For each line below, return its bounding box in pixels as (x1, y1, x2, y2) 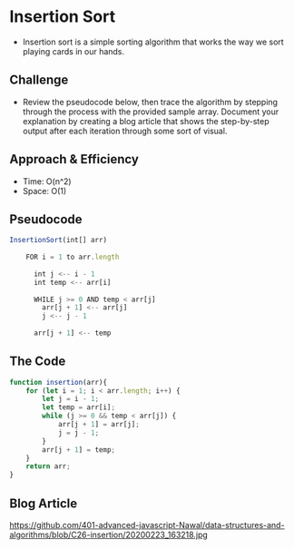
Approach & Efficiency (9, 152, 139, 167)
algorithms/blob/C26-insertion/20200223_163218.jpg (9, 529, 209, 540)
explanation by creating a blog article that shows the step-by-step (22, 115, 269, 126)
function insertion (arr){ (9, 377, 107, 387)
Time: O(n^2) (22, 175, 72, 187)
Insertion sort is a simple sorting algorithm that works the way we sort (22, 36, 284, 47)
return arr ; (25, 462, 71, 471)
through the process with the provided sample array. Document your (22, 106, 279, 117)
